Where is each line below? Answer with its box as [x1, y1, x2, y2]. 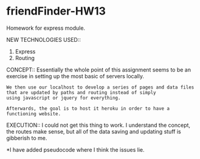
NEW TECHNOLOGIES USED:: [6, 36, 81, 43]
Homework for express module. [6, 24, 86, 32]
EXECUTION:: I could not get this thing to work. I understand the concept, [6, 121, 190, 129]
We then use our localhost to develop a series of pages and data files [6, 84, 195, 90]
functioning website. [6, 110, 61, 117]
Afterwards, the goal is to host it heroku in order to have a [6, 105, 170, 112]
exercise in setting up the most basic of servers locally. [6, 72, 145, 79]
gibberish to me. [6, 134, 47, 141]
